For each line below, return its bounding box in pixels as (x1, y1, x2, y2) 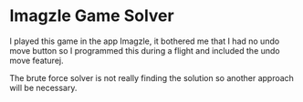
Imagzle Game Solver (9, 5, 175, 26)
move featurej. (9, 55, 64, 66)
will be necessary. (9, 82, 78, 93)
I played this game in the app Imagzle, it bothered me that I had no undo (9, 36, 280, 46)
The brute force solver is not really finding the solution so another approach (9, 72, 295, 83)
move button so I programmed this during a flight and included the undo (9, 45, 280, 56)
